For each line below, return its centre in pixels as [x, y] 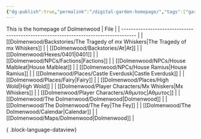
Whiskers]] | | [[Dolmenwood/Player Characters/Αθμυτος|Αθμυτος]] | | [93, 92]
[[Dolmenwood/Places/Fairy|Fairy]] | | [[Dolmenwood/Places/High [88, 80]
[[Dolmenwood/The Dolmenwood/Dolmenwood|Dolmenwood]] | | [87, 99]
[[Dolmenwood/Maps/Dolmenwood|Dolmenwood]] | [70, 118]
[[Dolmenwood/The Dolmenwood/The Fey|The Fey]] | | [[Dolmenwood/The [99, 105]
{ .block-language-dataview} [42, 129]
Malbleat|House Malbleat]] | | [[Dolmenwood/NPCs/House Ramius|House [97, 67]
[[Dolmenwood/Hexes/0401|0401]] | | [52, 54]
